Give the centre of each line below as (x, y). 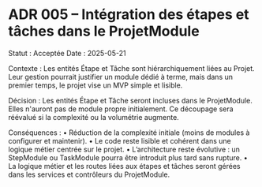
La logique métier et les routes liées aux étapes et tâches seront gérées (124, 166)
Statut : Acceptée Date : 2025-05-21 (67, 53)
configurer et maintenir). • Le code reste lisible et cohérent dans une (120, 140)
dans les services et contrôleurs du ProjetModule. (89, 174)
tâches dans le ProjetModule (104, 31)
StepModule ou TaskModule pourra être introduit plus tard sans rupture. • (128, 157)
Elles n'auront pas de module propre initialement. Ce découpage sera (121, 109)
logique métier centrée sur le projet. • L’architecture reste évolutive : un (124, 149)
